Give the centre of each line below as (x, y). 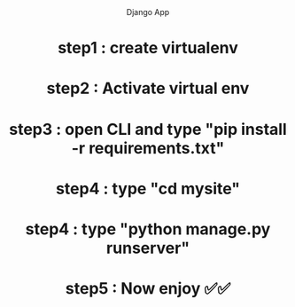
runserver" (148, 248)
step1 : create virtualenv (148, 48)
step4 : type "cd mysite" (148, 189)
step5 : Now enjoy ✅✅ (148, 289)
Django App (148, 12)
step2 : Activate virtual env (148, 88)
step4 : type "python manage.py (148, 229)
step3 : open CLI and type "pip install (148, 129)
